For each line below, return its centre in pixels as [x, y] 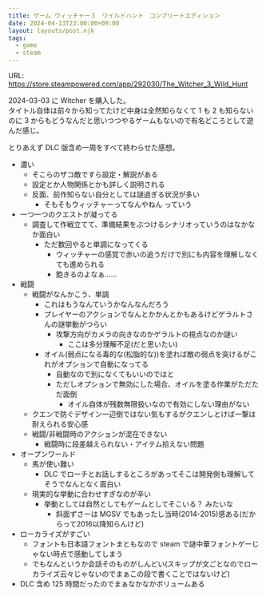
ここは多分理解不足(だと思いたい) [123, 344]
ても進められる [80, 264]
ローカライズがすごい [55, 534]
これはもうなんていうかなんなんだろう [106, 304]
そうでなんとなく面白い [82, 484]
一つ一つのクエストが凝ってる [69, 214]
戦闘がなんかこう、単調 [70, 294]
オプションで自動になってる [103, 364]
